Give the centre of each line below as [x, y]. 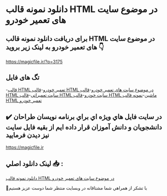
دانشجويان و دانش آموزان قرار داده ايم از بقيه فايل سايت [84, 127]
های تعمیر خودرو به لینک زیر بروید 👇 [55, 47]
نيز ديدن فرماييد [27, 135]
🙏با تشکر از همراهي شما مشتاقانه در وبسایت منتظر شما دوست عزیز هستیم [76, 188]
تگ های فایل [23, 77]
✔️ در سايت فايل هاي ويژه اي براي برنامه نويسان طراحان [84, 117]
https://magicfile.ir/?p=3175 [34, 62]
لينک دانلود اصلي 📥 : [34, 164]
